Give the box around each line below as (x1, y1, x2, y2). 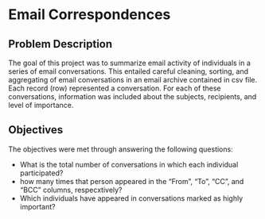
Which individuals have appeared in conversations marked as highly (19, 193, 244, 203)
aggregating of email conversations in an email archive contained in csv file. (8, 75, 258, 84)
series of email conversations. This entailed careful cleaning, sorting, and (8, 67, 249, 76)
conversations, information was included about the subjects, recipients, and (8, 92, 257, 101)
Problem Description (8, 37, 113, 51)
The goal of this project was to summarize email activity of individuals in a (8, 58, 251, 67)
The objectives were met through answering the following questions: (8, 144, 233, 154)
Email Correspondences (8, 6, 171, 24)
